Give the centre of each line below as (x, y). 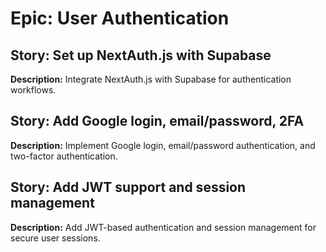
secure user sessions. (55, 238)
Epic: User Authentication (120, 18)
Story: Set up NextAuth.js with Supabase (141, 55)
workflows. (33, 90)
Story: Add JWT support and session (128, 187)
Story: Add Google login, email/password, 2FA (157, 121)
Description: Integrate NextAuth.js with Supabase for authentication (151, 79)
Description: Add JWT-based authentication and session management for (163, 227)
